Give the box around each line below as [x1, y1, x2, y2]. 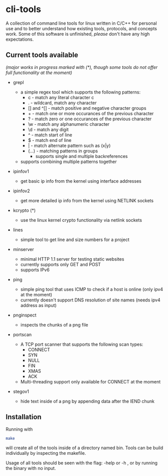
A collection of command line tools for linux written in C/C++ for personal [6, 20, 157, 26]
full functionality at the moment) [6, 69, 72, 75]
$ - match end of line [28, 137, 72, 143]
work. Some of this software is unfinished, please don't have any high [6, 31, 150, 37]
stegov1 [13, 388, 30, 394]
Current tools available [6, 51, 78, 59]
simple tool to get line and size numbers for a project [20, 236, 129, 243]
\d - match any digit [28, 126, 69, 132]
